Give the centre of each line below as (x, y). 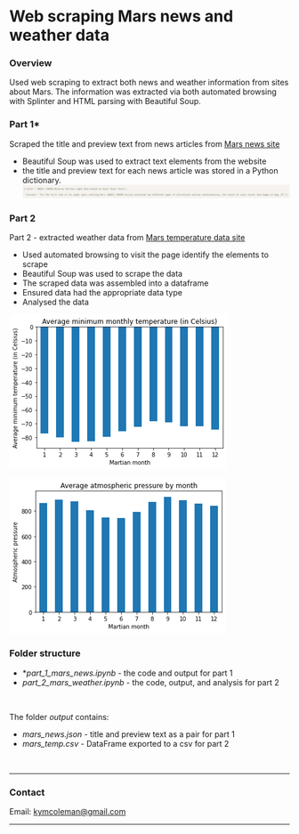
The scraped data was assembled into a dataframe (115, 283)
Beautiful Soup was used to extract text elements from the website (144, 161)
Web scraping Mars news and (121, 16)
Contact (27, 792)
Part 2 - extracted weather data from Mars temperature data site (127, 238)
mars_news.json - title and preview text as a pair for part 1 (129, 734)
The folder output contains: (59, 717)
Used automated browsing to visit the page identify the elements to (145, 255)
